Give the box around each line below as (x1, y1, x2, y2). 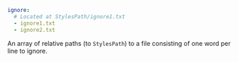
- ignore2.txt (13, 26, 55, 33)
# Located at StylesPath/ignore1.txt (13, 13, 126, 20)
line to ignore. (7, 46, 48, 55)
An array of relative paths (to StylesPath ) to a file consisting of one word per (7, 39, 231, 47)
